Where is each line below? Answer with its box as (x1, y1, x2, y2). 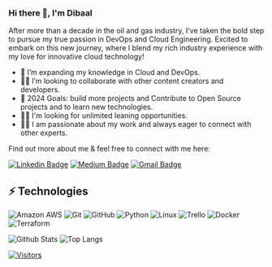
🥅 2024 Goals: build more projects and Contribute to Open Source (19, 94, 242, 103)
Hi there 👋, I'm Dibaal (8, 7, 93, 19)
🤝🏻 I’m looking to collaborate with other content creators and (19, 77, 224, 86)
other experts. (19, 128, 67, 138)
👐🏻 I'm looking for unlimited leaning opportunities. (19, 111, 188, 120)
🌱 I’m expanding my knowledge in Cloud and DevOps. (19, 68, 201, 77)
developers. (19, 85, 61, 94)
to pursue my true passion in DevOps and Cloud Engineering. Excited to (8, 34, 248, 44)
